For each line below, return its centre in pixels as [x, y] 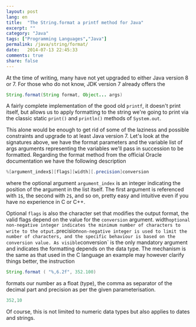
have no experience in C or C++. [46, 202]
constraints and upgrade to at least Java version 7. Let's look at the [88, 136]
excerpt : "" [21, 28]
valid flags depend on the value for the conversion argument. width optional [98, 220]
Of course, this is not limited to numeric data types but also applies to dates [98, 312]
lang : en [17, 17]
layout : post [22, 11]
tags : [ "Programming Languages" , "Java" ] [57, 39]
